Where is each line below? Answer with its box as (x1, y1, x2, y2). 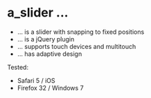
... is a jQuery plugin (17, 35, 75, 43)
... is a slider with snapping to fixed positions (17, 28, 145, 36)
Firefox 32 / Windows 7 (17, 84, 85, 92)
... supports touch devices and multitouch (17, 42, 136, 50)
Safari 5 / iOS (17, 76, 55, 84)
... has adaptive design (17, 50, 82, 58)
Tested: (7, 63, 29, 71)
